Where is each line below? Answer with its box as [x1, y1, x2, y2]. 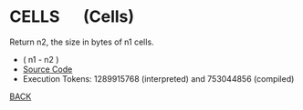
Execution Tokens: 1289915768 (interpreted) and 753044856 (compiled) [22, 73, 295, 84]
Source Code [22, 64, 73, 75]
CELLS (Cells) [9, 6, 135, 27]
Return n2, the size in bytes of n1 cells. [9, 36, 154, 47]
